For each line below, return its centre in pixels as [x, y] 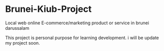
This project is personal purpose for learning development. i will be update [82, 38]
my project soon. [23, 43]
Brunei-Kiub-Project [48, 9]
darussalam [17, 28]
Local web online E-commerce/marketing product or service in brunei [77, 23]
